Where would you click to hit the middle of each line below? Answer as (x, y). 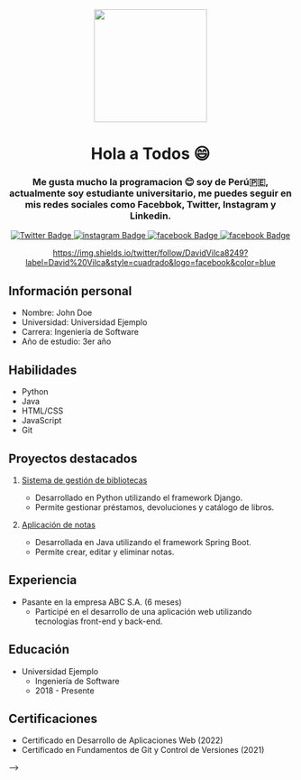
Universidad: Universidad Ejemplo (84, 322)
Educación (39, 650)
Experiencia (43, 580)
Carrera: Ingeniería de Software (80, 332)
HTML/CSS (42, 411)
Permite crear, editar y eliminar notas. (105, 552)
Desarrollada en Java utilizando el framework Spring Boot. (143, 542)
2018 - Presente (65, 691)
